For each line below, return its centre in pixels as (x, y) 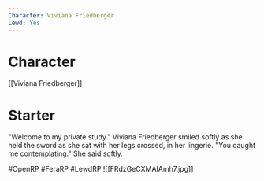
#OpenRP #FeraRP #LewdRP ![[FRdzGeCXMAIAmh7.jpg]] (101, 169)
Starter (32, 115)
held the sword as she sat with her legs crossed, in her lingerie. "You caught (132, 146)
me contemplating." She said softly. (66, 153)
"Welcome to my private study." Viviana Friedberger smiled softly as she (125, 137)
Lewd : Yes (24, 23)
